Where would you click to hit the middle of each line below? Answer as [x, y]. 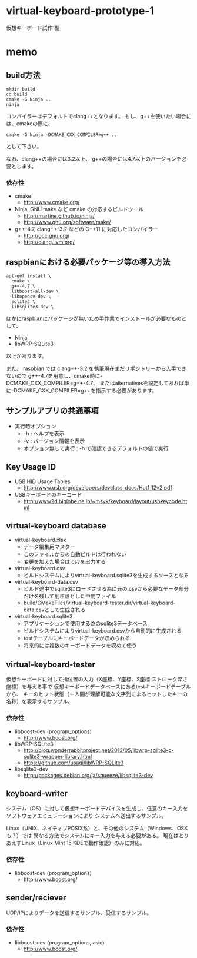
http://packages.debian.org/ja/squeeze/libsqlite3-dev [88, 775]
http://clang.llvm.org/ [49, 242]
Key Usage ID [31, 467]
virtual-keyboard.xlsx [40, 540]
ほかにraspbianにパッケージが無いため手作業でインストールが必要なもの [94, 318]
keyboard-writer [37, 794]
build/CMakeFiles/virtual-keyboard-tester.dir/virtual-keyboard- [99, 603]
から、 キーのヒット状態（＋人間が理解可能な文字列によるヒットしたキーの [97, 694]
